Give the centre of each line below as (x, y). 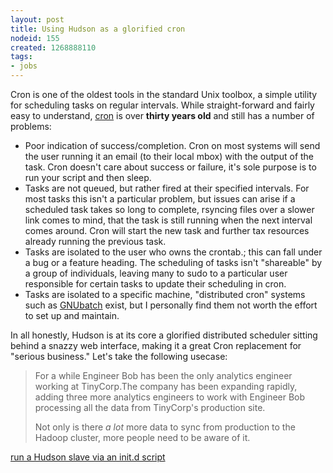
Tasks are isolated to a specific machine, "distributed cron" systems (165, 294)
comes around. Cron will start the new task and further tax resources (167, 230)
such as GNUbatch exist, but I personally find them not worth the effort (171, 305)
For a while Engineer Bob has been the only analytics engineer (163, 375)
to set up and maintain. (72, 315)
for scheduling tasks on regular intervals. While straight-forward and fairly (162, 105)
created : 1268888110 (53, 47)
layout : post (37, 19)
